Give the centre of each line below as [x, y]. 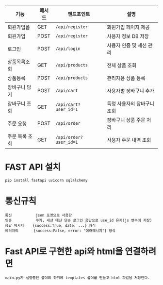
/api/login [68, 49]
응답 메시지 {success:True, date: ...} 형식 [50, 225]
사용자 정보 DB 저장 [128, 36]
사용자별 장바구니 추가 [130, 91]
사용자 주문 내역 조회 [129, 140]
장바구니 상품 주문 [126, 120]
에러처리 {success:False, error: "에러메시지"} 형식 [60, 231]
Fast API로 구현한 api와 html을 [64, 251]
